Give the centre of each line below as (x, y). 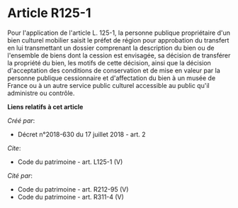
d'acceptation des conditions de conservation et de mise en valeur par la (114, 70)
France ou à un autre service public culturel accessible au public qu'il (109, 85)
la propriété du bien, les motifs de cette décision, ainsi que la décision (109, 62)
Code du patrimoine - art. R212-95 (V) (73, 189)
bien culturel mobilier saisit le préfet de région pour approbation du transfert (118, 40)
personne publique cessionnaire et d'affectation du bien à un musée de (112, 78)
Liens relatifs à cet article (45, 106)
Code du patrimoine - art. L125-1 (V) (70, 162)
